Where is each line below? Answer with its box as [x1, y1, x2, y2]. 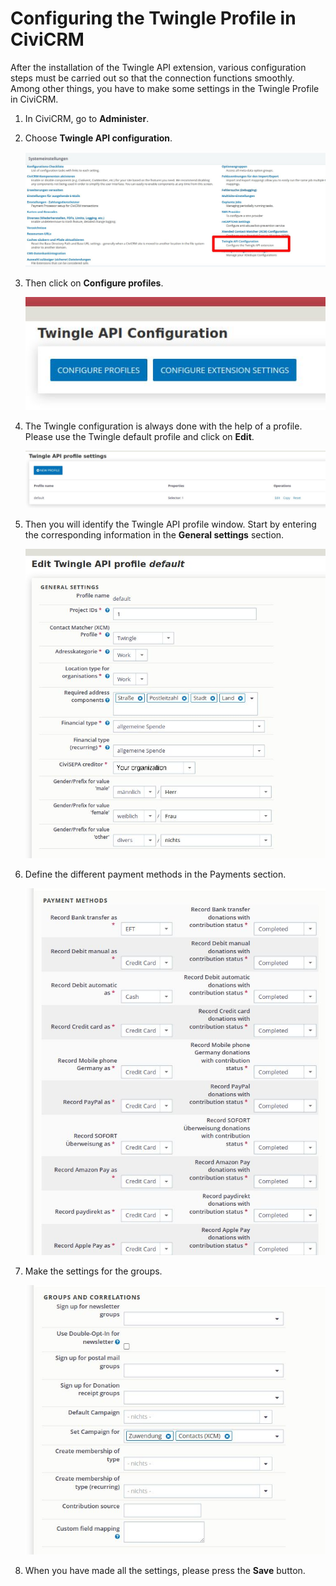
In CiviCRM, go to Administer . [24, 112, 150, 124]
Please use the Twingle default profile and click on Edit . [24, 431, 255, 443]
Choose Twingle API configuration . [24, 132, 173, 144]
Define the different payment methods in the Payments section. [24, 868, 287, 881]
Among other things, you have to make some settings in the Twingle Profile [10, 82, 320, 94]
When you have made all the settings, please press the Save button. [24, 1564, 306, 1576]
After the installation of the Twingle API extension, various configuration [10, 61, 307, 73]
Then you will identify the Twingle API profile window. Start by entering [24, 518, 317, 531]
